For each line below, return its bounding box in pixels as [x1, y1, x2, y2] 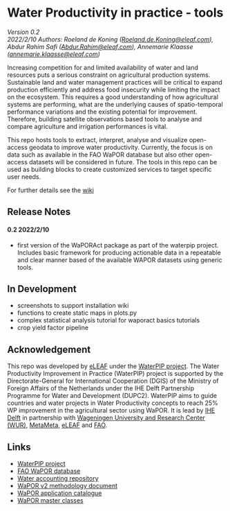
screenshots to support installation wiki [17, 302, 129, 310]
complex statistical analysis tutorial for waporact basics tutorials [17, 316, 200, 324]
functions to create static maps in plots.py [17, 309, 137, 317]
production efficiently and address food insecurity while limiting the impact [7, 85, 220, 94]
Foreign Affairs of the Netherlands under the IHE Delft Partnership [7, 384, 195, 392]
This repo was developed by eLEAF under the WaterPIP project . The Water [7, 362, 220, 370]
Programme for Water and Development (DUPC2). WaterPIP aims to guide [7, 392, 218, 400]
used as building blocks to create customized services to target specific [7, 165, 212, 173]
